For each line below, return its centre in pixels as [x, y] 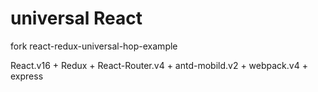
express [27, 76]
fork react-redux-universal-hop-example [94, 46]
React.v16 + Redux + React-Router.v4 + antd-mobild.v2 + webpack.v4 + [159, 65]
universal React [76, 18]
